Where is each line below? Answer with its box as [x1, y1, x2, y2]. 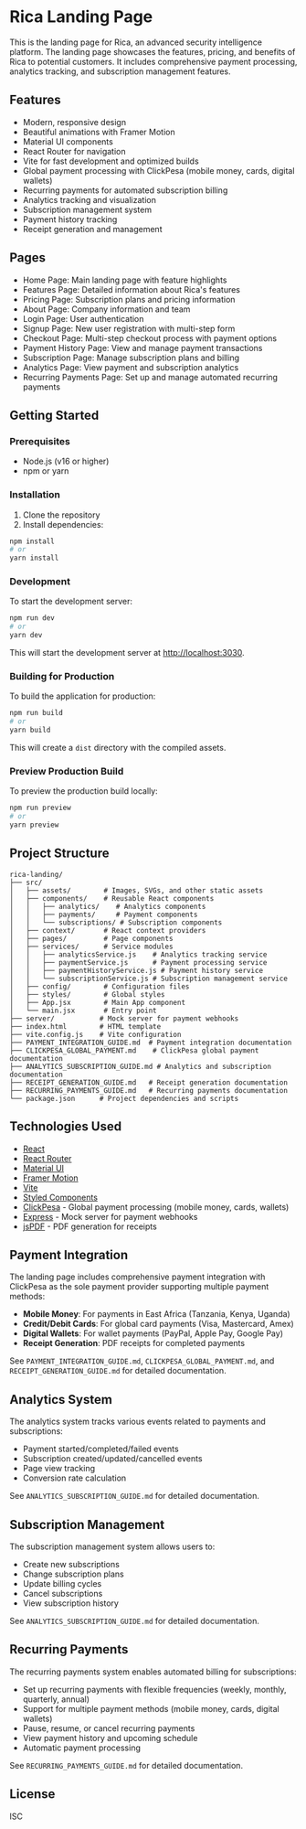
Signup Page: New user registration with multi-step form [22, 323, 236, 334]
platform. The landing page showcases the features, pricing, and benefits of [9, 46, 296, 57]
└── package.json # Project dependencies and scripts [9, 1094, 239, 1103]
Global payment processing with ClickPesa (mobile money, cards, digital [22, 165, 295, 176]
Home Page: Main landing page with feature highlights [22, 274, 227, 285]
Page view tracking [22, 1463, 96, 1474]
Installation [9, 488, 61, 501]
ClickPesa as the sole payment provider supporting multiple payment [9, 1281, 269, 1292]
